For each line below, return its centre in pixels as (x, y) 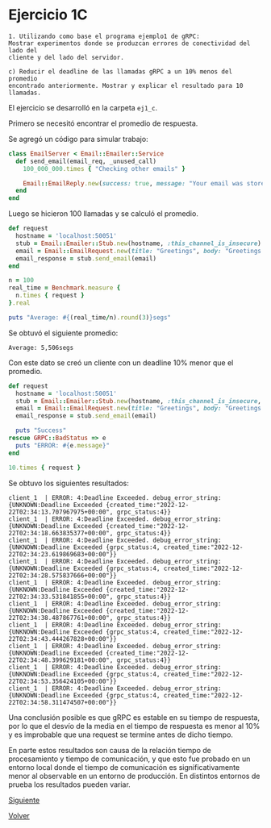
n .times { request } (50, 296)
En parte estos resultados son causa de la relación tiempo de (110, 750)
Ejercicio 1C (48, 15)
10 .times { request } (45, 468)
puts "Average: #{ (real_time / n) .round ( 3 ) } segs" (90, 317)
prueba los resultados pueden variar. (69, 784)
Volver (19, 815)
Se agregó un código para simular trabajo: (78, 139)
